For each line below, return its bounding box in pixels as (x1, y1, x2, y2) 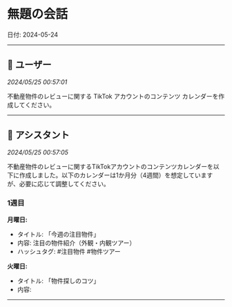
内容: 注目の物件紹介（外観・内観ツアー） (17, 239, 136, 247)
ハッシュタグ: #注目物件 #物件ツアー (17, 247, 121, 255)
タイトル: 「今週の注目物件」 (17, 230, 100, 238)
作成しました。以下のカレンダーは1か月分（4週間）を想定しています (19, 170, 213, 179)
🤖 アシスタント (7, 129, 70, 141)
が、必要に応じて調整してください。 (7, 179, 110, 188)
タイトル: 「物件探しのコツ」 (17, 277, 100, 285)
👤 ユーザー (7, 59, 52, 71)
